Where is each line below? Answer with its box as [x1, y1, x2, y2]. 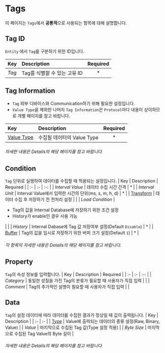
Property [5, 258, 33, 266]
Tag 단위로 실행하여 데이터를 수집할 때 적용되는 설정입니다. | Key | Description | [5, 178, 159, 184]
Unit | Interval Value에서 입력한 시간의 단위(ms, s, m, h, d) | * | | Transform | [5, 191, 155, 196]
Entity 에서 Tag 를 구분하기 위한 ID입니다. [5, 48, 85, 54]
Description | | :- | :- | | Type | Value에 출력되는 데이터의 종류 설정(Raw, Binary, [5, 318, 160, 324]
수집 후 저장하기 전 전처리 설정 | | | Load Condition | [14, 196, 115, 202]
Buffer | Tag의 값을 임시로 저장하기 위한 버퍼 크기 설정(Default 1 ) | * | [5, 230, 139, 236]
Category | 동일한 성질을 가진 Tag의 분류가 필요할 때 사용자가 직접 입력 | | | [5, 277, 150, 283]
